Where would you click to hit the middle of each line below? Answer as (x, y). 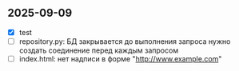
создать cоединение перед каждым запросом (99, 50)
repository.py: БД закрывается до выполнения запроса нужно (125, 41)
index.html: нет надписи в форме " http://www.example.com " (120, 58)
